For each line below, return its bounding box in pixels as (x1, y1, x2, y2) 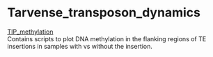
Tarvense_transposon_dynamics (7, 5, 200, 21)
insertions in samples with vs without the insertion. (7, 42, 153, 50)
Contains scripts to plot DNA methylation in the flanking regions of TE (7, 34, 207, 43)
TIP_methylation (7, 27, 54, 36)
